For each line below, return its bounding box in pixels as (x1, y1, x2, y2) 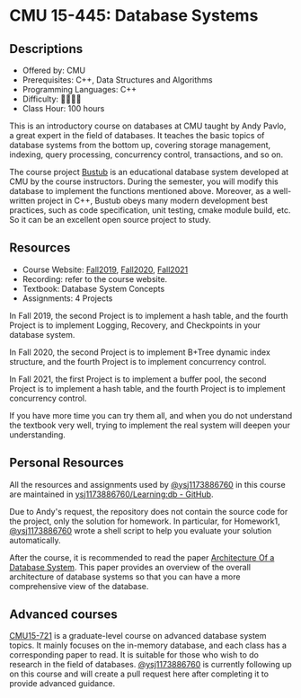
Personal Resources (9, 455, 124, 471)
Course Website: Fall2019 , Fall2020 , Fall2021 (22, 264, 189, 275)
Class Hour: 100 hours (22, 103, 105, 113)
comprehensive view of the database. (9, 580, 149, 591)
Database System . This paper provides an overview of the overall (9, 561, 252, 572)
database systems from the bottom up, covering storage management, (9, 140, 271, 150)
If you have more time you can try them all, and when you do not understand (9, 410, 293, 420)
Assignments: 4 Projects (22, 293, 113, 304)
